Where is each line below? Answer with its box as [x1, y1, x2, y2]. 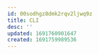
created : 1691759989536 [7, 36, 77, 43]
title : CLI [7, 17, 39, 24]
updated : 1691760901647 [7, 29, 77, 37]
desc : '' [7, 23, 33, 30]
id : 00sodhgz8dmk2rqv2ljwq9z [7, 10, 93, 18]
